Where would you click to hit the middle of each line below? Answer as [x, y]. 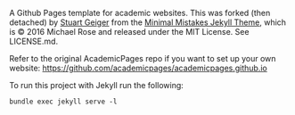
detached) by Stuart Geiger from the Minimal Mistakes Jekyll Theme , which [148, 22]
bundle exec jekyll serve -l [63, 102]
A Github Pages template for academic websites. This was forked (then [140, 13]
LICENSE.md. [34, 41]
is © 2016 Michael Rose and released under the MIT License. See [129, 32]
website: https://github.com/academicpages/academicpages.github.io [138, 68]
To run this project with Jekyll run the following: [97, 85]
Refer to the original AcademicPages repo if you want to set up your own [143, 58]
